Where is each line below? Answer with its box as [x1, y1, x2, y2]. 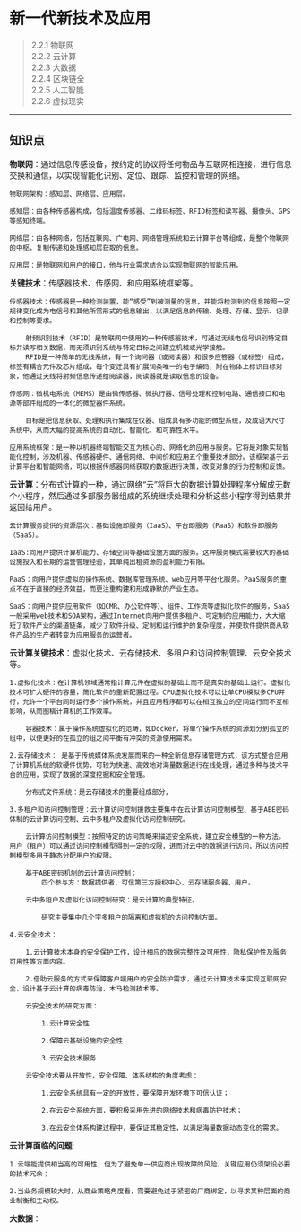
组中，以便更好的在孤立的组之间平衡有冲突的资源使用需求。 [9, 734, 196, 743]
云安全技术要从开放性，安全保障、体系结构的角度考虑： [25, 1070, 199, 1080]
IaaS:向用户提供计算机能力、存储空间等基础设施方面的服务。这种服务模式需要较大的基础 [9, 548, 289, 557]
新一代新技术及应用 [9, 8, 151, 29]
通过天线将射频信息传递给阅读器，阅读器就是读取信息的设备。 [29, 372, 223, 381]
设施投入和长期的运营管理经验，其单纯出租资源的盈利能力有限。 [9, 558, 210, 567]
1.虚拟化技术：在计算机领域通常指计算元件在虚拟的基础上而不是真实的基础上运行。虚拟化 [9, 678, 291, 687]
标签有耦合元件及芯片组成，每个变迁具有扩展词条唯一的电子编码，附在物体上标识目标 [9, 362, 276, 371]
